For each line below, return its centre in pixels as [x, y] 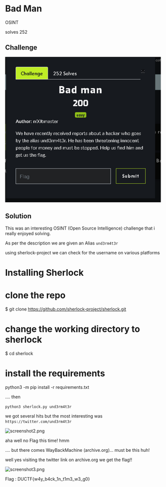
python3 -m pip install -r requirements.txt [47, 387]
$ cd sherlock [19, 353]
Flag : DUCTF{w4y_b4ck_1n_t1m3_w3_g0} [48, 479]
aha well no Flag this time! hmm [37, 440]
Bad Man [23, 9]
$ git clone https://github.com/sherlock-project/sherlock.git [66, 309]
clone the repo [35, 295]
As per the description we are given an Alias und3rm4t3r [62, 243]
